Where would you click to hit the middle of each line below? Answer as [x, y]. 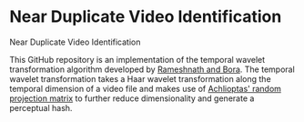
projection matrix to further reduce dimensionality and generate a [132, 98]
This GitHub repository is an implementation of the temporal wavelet [137, 59]
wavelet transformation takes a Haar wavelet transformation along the [140, 78]
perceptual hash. [41, 107]
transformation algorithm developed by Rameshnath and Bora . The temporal [152, 69]
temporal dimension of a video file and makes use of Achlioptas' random [146, 88]
